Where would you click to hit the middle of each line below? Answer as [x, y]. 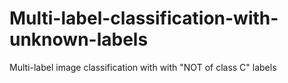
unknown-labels [79, 39]
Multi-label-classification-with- [144, 18]
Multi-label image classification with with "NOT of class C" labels [143, 67]
